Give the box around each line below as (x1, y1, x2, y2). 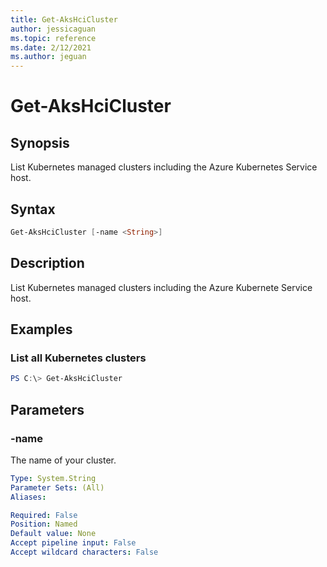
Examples (10, 321, 73, 338)
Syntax (10, 201, 56, 218)
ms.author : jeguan (10, 52, 87, 62)
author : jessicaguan (10, 24, 97, 34)
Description (10, 255, 85, 272)
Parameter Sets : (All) (10, 482, 105, 493)
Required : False (10, 510, 78, 520)
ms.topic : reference (10, 33, 97, 43)
